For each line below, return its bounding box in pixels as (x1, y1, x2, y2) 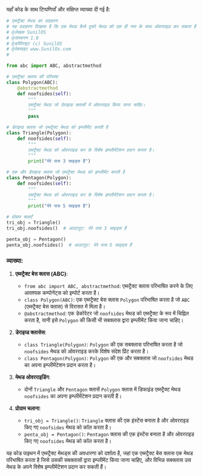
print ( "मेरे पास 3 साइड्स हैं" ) (28, 158, 91, 164)
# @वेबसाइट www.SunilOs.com (6, 46, 72, 52)
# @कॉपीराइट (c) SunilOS (6, 40, 62, 47)
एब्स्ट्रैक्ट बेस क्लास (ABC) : (15, 270, 68, 277)
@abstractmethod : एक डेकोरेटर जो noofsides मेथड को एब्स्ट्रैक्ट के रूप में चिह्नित (24, 309, 189, 317)
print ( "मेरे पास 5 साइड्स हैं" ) (28, 203, 91, 209)
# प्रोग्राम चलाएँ (6, 214, 32, 220)
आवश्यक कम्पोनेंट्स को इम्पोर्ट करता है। (24, 289, 100, 296)
